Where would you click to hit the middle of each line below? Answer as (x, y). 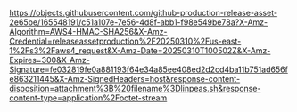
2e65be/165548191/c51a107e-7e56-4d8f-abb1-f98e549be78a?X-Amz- (139, 22)
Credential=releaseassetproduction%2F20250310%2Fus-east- (125, 41)
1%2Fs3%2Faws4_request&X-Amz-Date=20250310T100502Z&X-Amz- (140, 51)
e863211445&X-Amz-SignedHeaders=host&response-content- (125, 79)
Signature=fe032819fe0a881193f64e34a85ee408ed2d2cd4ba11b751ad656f (148, 69)
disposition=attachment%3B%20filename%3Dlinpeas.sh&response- (135, 88)
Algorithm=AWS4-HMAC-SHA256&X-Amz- (88, 32)
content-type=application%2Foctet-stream (88, 98)
